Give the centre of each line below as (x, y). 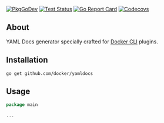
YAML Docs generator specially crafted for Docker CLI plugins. (82, 42)
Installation (27, 60)
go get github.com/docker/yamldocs (50, 73)
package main (22, 105)
